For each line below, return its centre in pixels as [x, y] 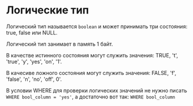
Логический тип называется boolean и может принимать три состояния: [97, 26]
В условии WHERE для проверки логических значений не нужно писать [96, 90]
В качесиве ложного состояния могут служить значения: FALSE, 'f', [91, 73]
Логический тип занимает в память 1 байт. [60, 44]
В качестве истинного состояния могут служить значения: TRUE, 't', [92, 55]
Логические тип [48, 10]
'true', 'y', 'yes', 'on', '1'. [34, 61]
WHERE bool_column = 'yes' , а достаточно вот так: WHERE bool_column [91, 97]
